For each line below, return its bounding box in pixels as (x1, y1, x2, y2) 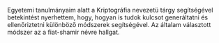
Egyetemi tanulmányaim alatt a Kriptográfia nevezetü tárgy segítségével (7, 6, 213, 14)
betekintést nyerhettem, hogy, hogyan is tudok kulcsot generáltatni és (7, 13, 208, 21)
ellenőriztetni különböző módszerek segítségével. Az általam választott (7, 21, 211, 28)
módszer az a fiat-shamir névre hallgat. (7, 28, 120, 36)
